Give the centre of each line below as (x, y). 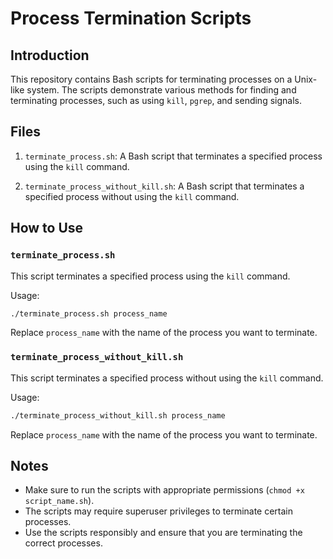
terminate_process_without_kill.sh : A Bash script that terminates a (164, 186)
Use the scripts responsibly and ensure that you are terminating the (163, 533)
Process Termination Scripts (131, 18)
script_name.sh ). (59, 501)
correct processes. (63, 543)
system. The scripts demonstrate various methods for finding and (161, 90)
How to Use (47, 228)
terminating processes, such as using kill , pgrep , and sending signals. (156, 100)
